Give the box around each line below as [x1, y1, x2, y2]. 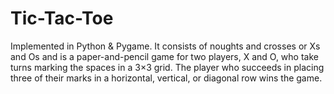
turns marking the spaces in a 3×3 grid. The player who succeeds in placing [10, 61, 325, 73]
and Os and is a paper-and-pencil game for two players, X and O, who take [10, 50, 319, 62]
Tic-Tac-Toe [10, 7, 114, 30]
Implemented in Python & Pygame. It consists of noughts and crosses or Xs [10, 40, 321, 52]
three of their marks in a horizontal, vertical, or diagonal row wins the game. [10, 72, 323, 84]
